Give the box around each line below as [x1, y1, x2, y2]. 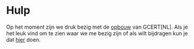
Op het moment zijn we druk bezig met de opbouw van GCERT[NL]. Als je [6, 23, 188, 30]
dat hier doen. [6, 36, 41, 43]
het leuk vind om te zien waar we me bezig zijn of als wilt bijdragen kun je [6, 29, 188, 36]
